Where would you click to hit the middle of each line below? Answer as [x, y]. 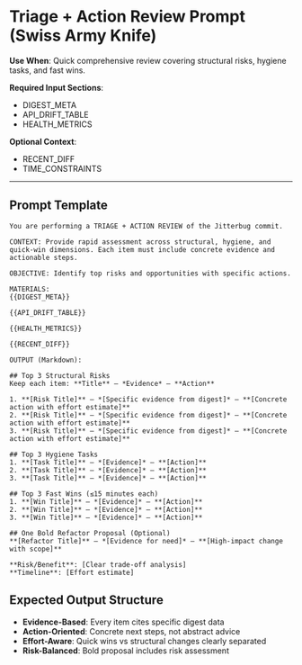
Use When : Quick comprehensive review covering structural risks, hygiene [148, 60]
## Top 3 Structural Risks [60, 375]
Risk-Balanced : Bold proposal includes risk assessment [125, 651]
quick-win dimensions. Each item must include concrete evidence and [142, 249]
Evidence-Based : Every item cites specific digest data [123, 622]
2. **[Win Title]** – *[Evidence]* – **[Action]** [106, 509]
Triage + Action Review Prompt [127, 17]
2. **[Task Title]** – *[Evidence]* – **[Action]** [108, 470]
